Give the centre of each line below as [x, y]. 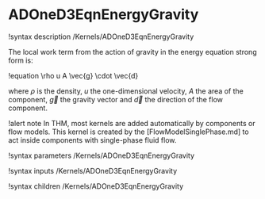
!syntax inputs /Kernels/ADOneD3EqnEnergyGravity [92, 170]
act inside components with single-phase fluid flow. [92, 140]
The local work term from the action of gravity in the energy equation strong [132, 52]
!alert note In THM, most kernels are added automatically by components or [132, 123]
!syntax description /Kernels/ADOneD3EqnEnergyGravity [101, 36]
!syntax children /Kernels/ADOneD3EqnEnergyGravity [96, 186]
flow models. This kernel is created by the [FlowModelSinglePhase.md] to [129, 132]
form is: [21, 60]
